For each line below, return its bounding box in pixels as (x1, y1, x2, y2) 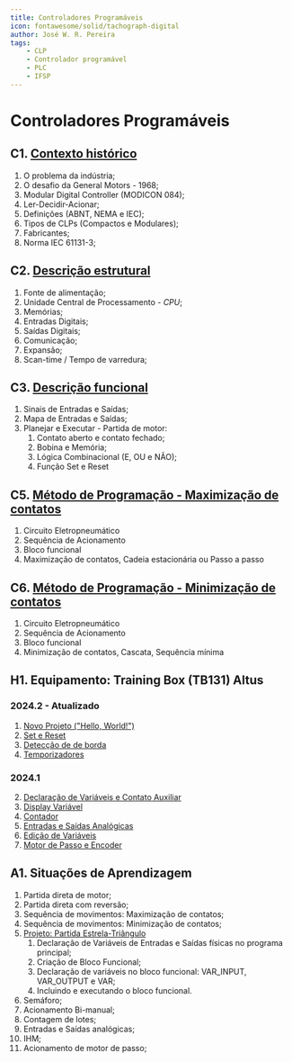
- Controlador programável (26, 55, 128, 64)
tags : (10, 38, 31, 48)
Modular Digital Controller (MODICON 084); (22, 189, 185, 200)
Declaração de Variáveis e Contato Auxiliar (22, 791, 182, 802)
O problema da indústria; (22, 170, 116, 181)
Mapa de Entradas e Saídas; (22, 413, 128, 424)
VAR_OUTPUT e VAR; (36, 976, 116, 986)
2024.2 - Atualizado (10, 699, 100, 712)
